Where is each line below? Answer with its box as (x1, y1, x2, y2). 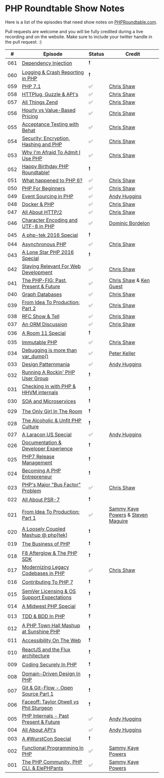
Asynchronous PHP (21, 240, 67, 247)
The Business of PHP (21, 540, 70, 547)
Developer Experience (21, 445, 73, 452)
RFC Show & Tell (21, 313, 60, 320)
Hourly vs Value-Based (21, 107, 76, 113)
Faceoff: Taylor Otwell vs (21, 698, 79, 705)
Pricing (21, 113, 38, 120)
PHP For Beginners (21, 185, 65, 192)
